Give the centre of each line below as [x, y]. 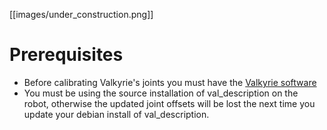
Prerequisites [66, 55]
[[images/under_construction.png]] [81, 14]
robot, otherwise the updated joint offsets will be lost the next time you [169, 103]
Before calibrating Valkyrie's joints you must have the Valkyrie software [170, 82]
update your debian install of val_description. [116, 114]
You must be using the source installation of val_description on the [161, 93]
